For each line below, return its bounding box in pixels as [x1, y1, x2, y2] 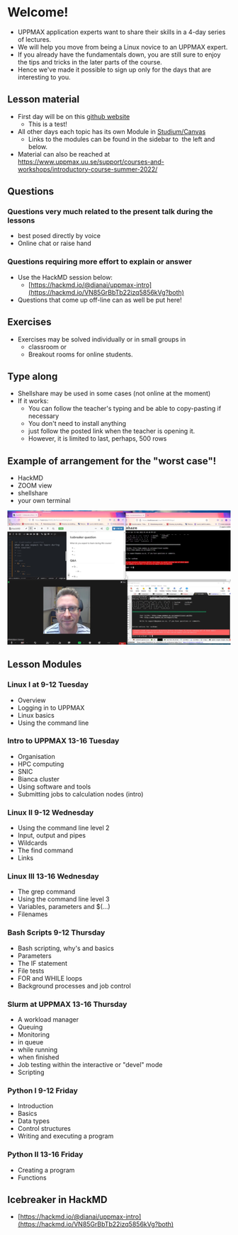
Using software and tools [17, 782, 91, 791]
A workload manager [17, 1015, 79, 1024]
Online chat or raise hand [17, 239, 92, 248]
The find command [17, 846, 74, 855]
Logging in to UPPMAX [17, 703, 85, 712]
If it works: [17, 397, 49, 405]
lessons [7, 215, 35, 225]
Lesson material [7, 94, 80, 106]
